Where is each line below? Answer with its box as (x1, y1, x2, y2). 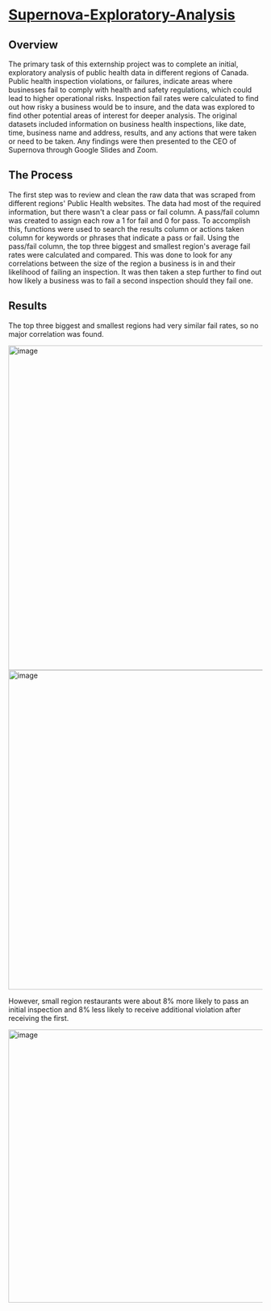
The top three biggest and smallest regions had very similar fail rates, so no (8, 321, 259, 330)
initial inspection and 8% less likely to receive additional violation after (8, 1004, 241, 1015)
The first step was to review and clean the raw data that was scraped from (8, 190, 256, 200)
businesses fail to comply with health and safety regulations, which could (8, 85, 252, 95)
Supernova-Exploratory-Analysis (8, 6, 236, 24)
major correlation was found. (8, 329, 104, 338)
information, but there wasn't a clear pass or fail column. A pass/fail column (8, 207, 260, 216)
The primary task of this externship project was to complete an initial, (8, 59, 239, 69)
